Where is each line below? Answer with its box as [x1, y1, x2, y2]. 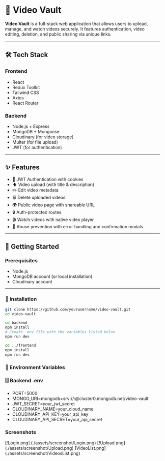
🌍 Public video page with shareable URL [12, 202, 95, 208]
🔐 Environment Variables [5, 364, 65, 370]
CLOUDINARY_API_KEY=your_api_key [12, 411, 88, 417]
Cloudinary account [12, 279, 53, 285]
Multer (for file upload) [12, 139, 58, 145]
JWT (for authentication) [12, 144, 62, 150]
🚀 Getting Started [5, 243, 59, 251]
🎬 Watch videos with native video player [12, 216, 94, 222]
